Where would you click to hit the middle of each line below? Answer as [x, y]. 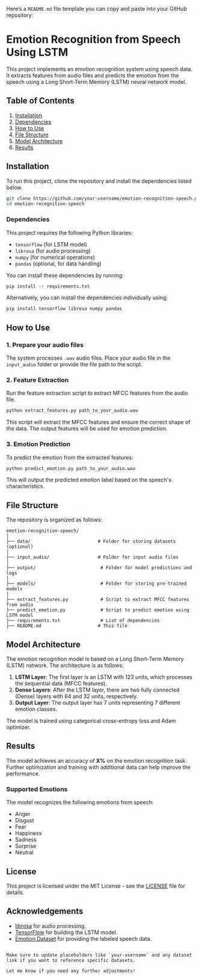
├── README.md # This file [67, 626]
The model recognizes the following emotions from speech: [80, 803]
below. [14, 187]
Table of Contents [41, 101]
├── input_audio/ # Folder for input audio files [93, 558]
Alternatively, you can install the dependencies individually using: [87, 297]
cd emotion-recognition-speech [45, 204]
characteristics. [26, 486]
